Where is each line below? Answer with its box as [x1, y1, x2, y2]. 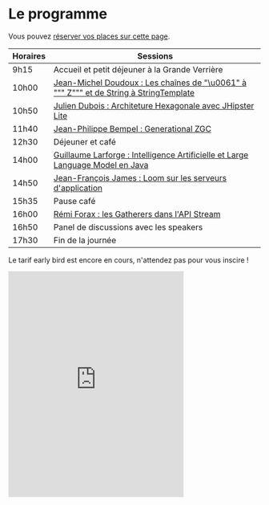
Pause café [53, 195, 96, 206]
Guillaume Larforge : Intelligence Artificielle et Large [53, 149, 249, 161]
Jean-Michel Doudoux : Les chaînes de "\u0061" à [53, 77, 247, 88]
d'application [53, 182, 102, 193]
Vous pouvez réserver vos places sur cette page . [8, 31, 171, 41]
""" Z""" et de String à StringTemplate [53, 87, 195, 98]
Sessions [137, 50, 174, 61]
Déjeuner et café [53, 136, 116, 147]
